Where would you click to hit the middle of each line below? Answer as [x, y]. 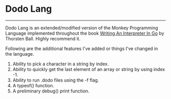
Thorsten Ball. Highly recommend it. [43, 38]
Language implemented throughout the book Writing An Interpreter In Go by [85, 33]
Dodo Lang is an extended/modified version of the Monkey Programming [82, 28]
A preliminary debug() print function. [51, 91]
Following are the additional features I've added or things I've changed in [82, 48]
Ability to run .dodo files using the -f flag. [56, 80]
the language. [20, 54]
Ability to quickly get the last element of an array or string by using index [89, 69]
